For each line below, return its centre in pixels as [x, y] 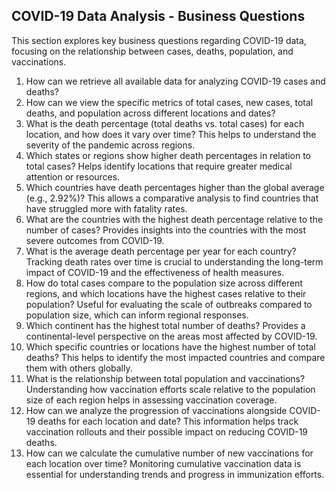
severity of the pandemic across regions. [110, 145]
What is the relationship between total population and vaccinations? [165, 378]
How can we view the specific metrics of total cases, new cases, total [169, 102]
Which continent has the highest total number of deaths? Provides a [165, 325]
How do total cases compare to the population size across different [164, 283]
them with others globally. [79, 368]
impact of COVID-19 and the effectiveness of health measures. [155, 272]
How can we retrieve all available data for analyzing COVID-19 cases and [175, 81]
